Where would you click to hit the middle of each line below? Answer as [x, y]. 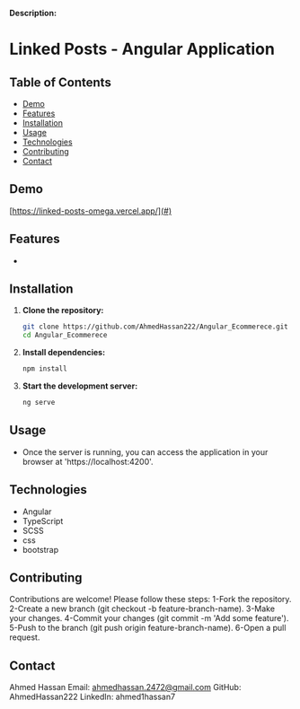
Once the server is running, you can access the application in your [145, 451]
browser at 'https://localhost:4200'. [88, 461]
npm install [44, 369]
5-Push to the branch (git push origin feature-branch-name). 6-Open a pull [148, 628]
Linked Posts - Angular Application [142, 49]
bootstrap [40, 549]
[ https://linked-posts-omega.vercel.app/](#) [91, 211]
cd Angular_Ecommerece [65, 336]
